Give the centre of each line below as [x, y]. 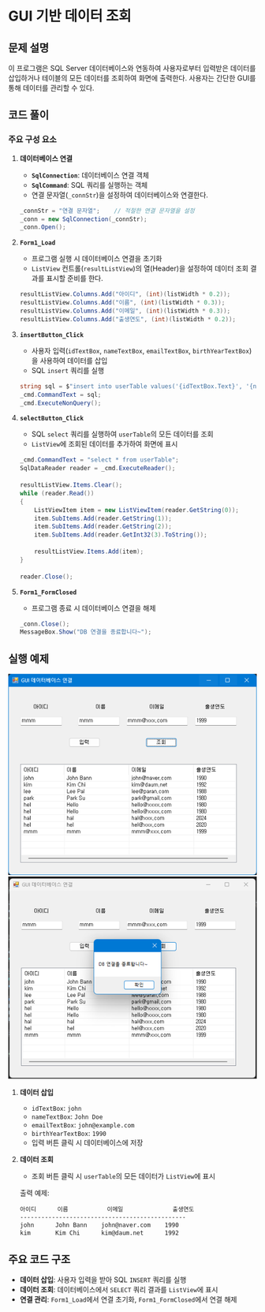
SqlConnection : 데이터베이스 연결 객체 [90, 175]
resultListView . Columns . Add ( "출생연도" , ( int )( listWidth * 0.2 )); [128, 319]
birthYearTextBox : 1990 [69, 1134]
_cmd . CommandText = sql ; [60, 394]
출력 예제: [34, 1193]
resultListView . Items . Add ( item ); [89, 552]
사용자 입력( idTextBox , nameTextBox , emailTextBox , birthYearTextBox [140, 350]
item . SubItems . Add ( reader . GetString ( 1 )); [103, 518]
